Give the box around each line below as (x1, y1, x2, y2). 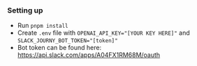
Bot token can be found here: (17, 44, 102, 52)
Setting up (7, 6, 43, 15)
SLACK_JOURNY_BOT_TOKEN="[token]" (17, 38, 118, 44)
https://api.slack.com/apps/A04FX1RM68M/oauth (17, 51, 161, 59)
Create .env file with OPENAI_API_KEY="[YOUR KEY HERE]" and (17, 28, 190, 37)
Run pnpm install (17, 22, 68, 30)
